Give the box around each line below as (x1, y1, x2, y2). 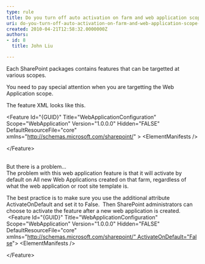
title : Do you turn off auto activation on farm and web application (6, 15, 187, 21)
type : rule (6, 9, 34, 15)
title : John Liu (12, 43, 53, 49)
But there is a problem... (6, 163, 67, 170)
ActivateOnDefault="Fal (137, 233, 197, 240)
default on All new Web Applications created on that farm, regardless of (6, 176, 187, 183)
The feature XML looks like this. (6, 101, 86, 109)
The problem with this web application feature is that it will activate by (6, 169, 182, 177)
